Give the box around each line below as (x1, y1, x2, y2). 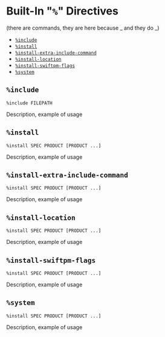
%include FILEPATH (6, 100, 53, 106)
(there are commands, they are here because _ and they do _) (6, 24, 160, 31)
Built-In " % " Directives (6, 4, 119, 18)
